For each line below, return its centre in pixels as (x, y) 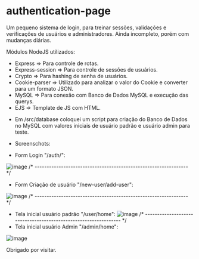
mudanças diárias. (29, 40)
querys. (24, 101)
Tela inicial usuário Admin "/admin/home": (66, 226)
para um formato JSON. (44, 88)
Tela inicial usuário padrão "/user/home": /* (79, 214)
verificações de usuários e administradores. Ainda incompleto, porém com (98, 33)
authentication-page (59, 11)
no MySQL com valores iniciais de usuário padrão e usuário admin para (102, 125)
